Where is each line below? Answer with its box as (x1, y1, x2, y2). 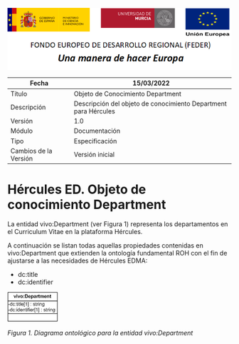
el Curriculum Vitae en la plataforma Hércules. (7, 228, 143, 236)
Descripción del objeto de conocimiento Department (73, 99, 228, 108)
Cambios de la (10, 146, 53, 155)
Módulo (10, 126, 33, 136)
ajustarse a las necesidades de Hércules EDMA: (7, 256, 148, 265)
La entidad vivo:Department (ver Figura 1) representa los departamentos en (7, 220, 228, 228)
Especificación (73, 136, 117, 145)
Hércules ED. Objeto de (7, 181, 147, 197)
